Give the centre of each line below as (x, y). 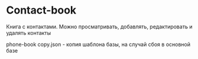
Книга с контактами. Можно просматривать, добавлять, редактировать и (99, 27)
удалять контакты (29, 32)
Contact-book (41, 10)
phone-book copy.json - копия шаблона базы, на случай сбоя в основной (98, 44)
